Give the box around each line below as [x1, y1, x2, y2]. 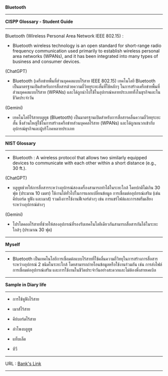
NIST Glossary [5, 140, 36, 146]
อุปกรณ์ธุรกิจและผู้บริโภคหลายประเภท [12, 126, 75, 131]
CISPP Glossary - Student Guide [5, 18, 73, 24]
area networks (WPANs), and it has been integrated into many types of [12, 53, 158, 59]
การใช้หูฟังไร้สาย [12, 296, 39, 302]
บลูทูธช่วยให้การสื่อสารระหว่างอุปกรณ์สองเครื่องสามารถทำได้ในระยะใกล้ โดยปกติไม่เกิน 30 [12, 185, 160, 190]
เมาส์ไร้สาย [12, 306, 30, 312]
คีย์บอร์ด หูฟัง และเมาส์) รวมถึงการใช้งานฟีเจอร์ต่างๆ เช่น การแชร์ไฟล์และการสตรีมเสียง [12, 196, 153, 202]
